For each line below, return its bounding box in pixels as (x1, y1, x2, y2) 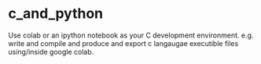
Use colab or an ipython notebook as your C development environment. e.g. (8, 30, 254, 40)
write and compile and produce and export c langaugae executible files (8, 38, 239, 48)
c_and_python (8, 5, 104, 23)
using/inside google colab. (8, 47, 94, 56)
